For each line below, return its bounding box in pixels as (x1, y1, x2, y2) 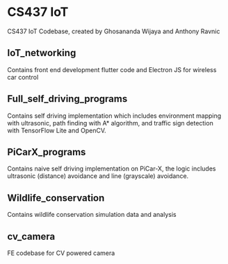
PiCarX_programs (7, 146, 86, 158)
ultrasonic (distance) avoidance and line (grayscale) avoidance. (7, 172, 189, 180)
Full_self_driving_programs (7, 93, 128, 105)
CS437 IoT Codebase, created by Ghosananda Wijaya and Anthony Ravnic (7, 27, 220, 35)
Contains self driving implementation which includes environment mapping (7, 112, 222, 120)
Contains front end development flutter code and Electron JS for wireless (7, 65, 217, 73)
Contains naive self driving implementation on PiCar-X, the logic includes (7, 164, 216, 173)
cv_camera (7, 230, 56, 243)
